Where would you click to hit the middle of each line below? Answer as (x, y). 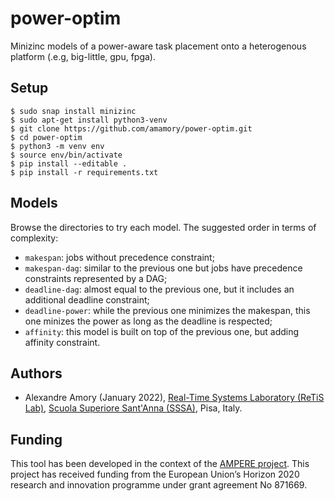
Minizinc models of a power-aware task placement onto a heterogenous (158, 46)
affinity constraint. (62, 342)
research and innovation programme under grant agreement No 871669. (159, 485)
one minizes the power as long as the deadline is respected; (148, 321)
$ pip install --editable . (69, 163)
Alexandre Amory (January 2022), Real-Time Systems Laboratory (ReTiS (174, 398)
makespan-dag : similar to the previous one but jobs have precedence (163, 268)
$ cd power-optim (46, 137)
